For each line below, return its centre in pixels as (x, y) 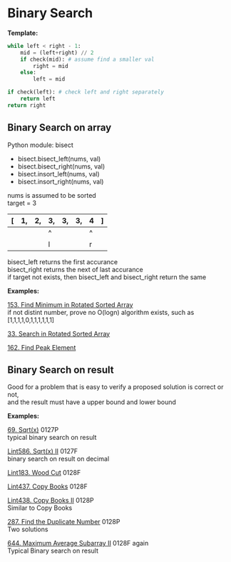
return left (38, 99)
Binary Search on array (60, 127)
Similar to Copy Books (40, 508)
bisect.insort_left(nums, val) (58, 174)
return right (27, 105)
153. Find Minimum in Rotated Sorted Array (70, 304)
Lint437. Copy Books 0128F (47, 486)
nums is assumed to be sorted (52, 195)
